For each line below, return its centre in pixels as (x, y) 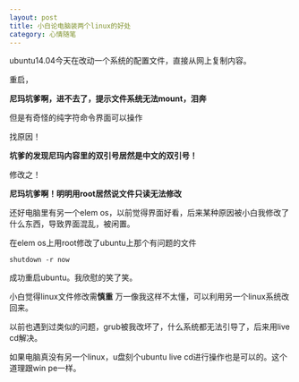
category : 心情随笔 (43, 34)
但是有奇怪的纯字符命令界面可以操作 (76, 118)
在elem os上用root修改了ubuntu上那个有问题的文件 (103, 243)
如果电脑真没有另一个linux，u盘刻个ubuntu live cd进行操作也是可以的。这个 (149, 357)
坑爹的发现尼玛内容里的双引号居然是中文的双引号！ (103, 156)
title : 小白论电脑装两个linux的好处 (70, 26)
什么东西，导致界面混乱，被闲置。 (72, 224)
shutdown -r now (39, 260)
